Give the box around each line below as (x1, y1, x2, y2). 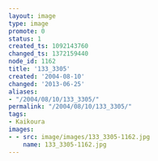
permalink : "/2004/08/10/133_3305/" (8, 102, 132, 111)
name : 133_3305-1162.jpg (23, 140, 107, 149)
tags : (8, 111, 27, 119)
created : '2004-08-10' (8, 72, 85, 80)
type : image (8, 20, 49, 28)
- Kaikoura (8, 118, 45, 126)
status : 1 (8, 34, 42, 43)
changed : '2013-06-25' (8, 80, 85, 88)
